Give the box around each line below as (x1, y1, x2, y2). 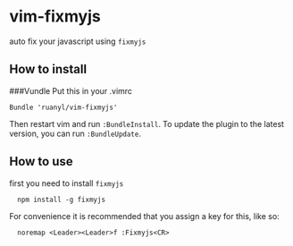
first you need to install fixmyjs (9, 177, 124, 189)
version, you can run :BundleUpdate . (9, 128, 141, 139)
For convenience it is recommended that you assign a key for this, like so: (9, 210, 280, 221)
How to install (9, 62, 88, 77)
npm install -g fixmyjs (17, 195, 105, 204)
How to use (9, 154, 73, 169)
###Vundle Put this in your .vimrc (9, 85, 132, 96)
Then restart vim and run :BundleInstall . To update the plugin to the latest (9, 118, 284, 129)
